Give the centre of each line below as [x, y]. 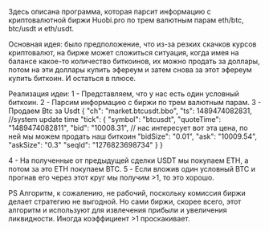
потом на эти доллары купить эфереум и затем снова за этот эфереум [130, 70]
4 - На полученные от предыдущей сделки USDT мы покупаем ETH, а [128, 160]
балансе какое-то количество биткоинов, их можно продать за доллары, [134, 61]
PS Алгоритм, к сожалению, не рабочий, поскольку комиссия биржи [127, 193]
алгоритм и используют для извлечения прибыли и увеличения [118, 210]
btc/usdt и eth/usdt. [41, 28]
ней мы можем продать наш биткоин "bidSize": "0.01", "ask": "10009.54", [133, 136]
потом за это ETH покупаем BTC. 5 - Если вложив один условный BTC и [132, 169]
